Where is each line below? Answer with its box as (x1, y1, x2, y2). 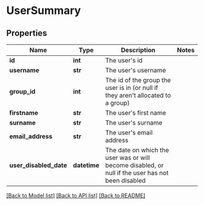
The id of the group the (105, 76, 171, 84)
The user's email (105, 128, 153, 137)
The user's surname (105, 119, 163, 127)
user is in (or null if (105, 83, 158, 92)
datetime (72, 161, 100, 169)
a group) (105, 99, 130, 107)
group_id (9, 88, 36, 96)
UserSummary (6, 4, 81, 18)
